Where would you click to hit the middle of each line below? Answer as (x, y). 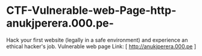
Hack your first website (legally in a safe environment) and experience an (97, 40)
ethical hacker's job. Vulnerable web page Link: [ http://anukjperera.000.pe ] (101, 46)
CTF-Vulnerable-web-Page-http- (91, 11)
